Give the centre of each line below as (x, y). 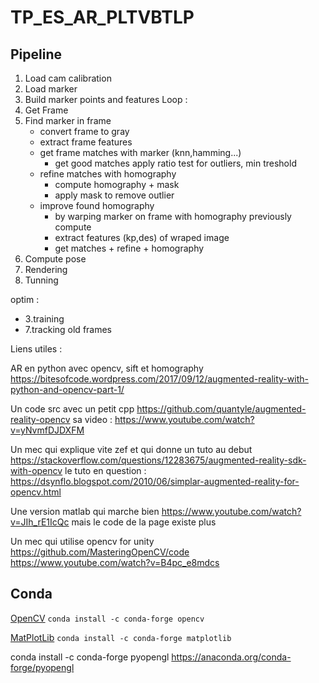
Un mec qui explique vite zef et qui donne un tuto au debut (131, 449)
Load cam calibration (68, 78)
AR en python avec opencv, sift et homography (107, 368)
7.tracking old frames (68, 329)
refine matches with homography (108, 174)
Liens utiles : (36, 349)
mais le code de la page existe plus (144, 522)
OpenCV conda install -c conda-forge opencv (107, 618)
